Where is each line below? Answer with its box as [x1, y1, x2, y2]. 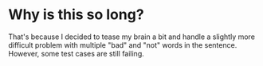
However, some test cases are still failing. [8, 49, 145, 58]
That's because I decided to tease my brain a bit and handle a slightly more [8, 32, 255, 41]
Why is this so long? [8, 6, 145, 24]
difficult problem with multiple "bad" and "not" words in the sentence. [8, 40, 237, 49]
